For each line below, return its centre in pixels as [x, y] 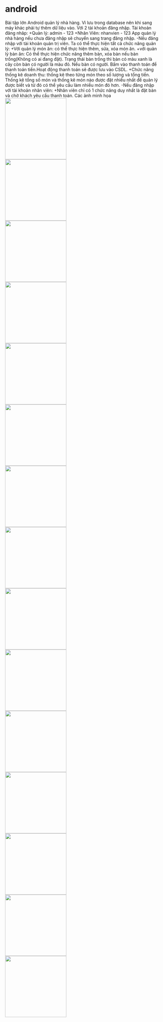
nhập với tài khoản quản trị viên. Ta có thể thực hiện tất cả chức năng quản [81, 43]
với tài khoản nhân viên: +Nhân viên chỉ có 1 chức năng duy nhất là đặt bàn [81, 90]
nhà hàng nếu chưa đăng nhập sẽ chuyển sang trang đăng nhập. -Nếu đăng [82, 38]
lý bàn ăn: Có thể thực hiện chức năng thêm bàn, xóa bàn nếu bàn [72, 54]
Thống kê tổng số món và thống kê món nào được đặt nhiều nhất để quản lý [81, 80]
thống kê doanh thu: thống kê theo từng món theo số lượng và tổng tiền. [78, 75]
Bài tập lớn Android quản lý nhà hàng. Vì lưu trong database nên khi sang [79, 23]
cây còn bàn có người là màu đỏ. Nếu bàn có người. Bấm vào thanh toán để [81, 64]
